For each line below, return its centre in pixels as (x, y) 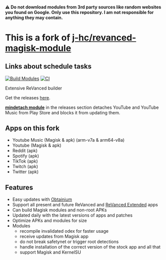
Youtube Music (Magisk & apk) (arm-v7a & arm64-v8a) (68, 140)
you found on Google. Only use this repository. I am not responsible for (80, 12)
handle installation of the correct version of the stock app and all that (90, 247)
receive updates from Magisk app (54, 237)
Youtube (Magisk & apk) (37, 145)
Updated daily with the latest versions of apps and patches (72, 215)
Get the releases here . (28, 97)
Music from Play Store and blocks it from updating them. (63, 112)
